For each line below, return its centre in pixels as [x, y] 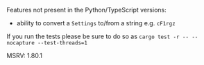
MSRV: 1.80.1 [25, 55]
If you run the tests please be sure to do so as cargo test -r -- [97, 36]
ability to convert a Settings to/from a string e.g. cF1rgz [96, 23]
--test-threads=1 [62, 43]
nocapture [21, 43]
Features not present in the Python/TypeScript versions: [87, 10]
